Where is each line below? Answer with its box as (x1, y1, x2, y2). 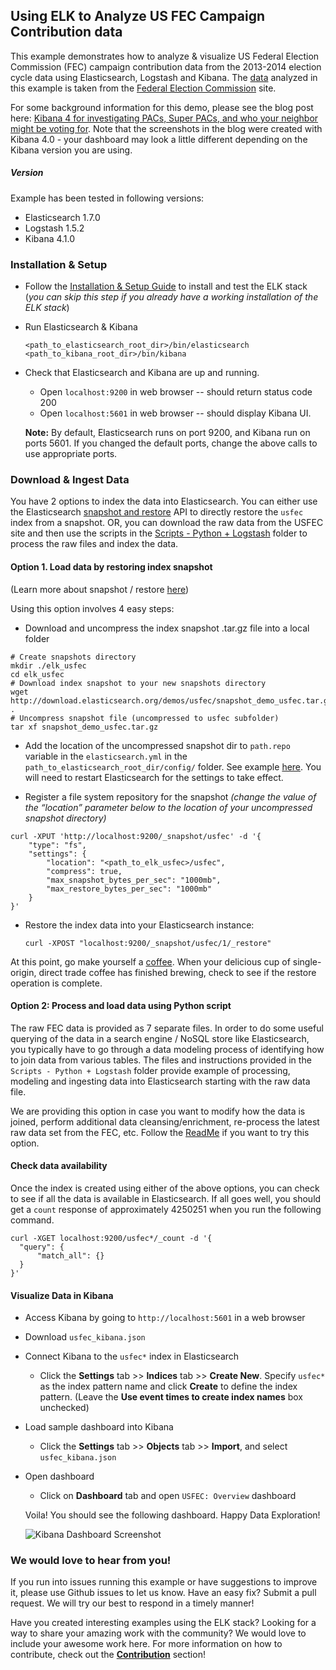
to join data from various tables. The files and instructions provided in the (10, 1054, 312, 1066)
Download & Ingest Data (10, 473, 130, 486)
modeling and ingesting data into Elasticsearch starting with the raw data (10, 1075, 311, 1087)
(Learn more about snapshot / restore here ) (10, 583, 190, 595)
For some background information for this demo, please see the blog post (10, 101, 314, 113)
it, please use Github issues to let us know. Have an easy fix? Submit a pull (10, 1587, 317, 1599)
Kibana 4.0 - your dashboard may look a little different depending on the (10, 133, 308, 145)
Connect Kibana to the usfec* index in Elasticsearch (24, 1350, 240, 1363)
